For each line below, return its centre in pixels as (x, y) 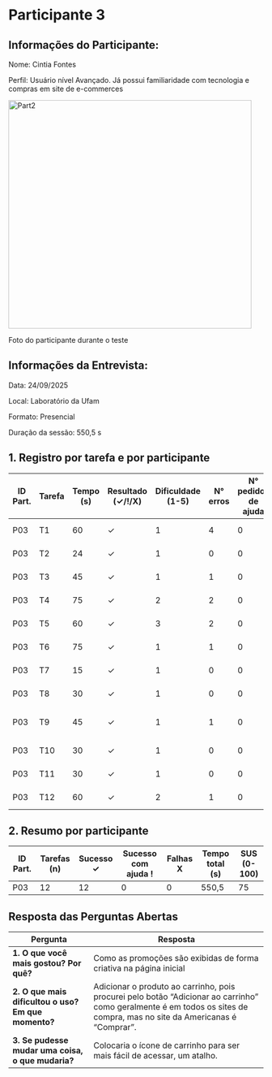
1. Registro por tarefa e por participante (109, 458)
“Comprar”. (115, 1027)
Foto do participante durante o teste (68, 340)
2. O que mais (40, 992)
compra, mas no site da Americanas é (165, 1017)
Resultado (127, 491)
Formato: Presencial (42, 417)
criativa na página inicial (139, 968)
